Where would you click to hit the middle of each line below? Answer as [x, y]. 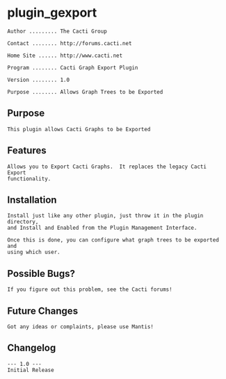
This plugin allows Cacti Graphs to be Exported [79, 129]
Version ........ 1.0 [39, 80]
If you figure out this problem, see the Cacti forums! [90, 289]
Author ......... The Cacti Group [57, 31]
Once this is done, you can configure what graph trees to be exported [113, 240]
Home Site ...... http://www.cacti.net [65, 56]
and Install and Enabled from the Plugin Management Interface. [102, 228]
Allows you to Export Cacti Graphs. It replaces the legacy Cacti [107, 167]
